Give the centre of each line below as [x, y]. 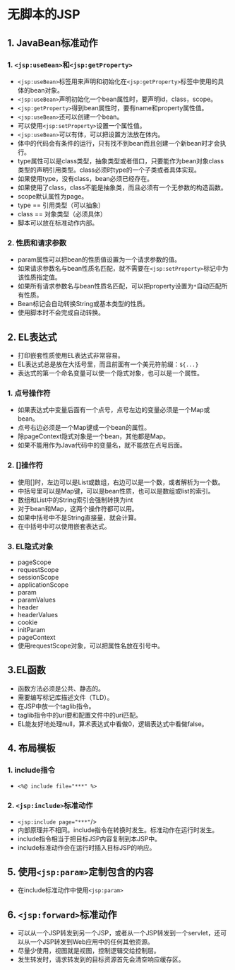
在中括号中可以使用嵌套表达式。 [64, 526]
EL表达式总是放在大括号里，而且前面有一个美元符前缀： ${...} [108, 364]
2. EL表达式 [32, 337]
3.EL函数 [26, 670]
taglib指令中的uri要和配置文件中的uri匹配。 [80, 715]
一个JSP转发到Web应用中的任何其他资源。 [92, 942]
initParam [31, 629]
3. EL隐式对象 [30, 547]
